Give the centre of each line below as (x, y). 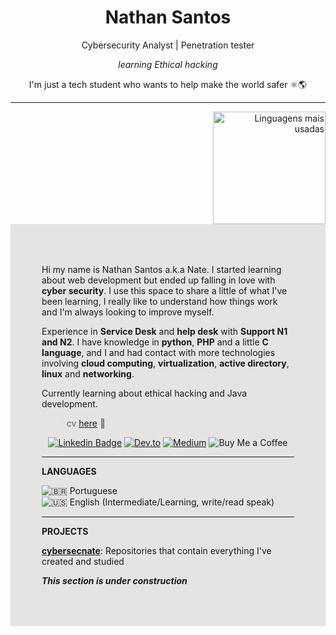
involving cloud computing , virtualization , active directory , (165, 363)
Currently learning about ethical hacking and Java (144, 393)
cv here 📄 (86, 423)
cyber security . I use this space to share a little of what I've (164, 290)
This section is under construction (114, 580)
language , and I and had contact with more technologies (158, 352)
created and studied (83, 561)
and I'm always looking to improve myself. (128, 312)
